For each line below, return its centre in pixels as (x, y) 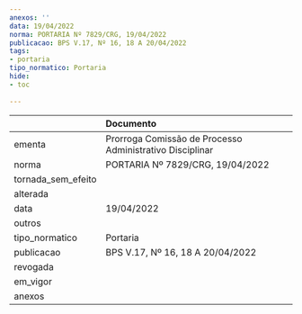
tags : (19, 51)
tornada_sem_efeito (55, 179)
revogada (34, 266)
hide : (19, 76)
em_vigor (33, 282)
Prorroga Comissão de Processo (174, 139)
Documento (131, 123)
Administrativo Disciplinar (160, 149)
